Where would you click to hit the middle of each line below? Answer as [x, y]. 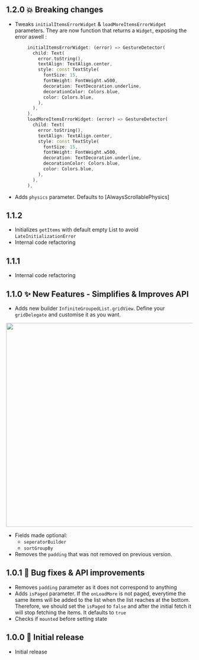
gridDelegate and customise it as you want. [68, 315]
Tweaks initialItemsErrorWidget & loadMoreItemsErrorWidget [90, 24]
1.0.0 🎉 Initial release [45, 637]
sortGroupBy [38, 548]
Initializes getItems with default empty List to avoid [76, 230]
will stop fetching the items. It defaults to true [70, 612]
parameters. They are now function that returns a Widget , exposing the [101, 30]
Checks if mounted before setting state [61, 618]
